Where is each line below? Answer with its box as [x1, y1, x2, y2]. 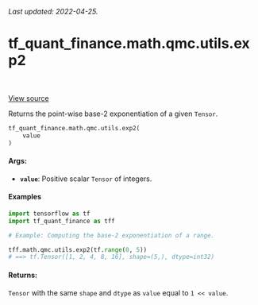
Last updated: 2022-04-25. [8, 7, 98, 16]
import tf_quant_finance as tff [8, 217, 115, 225]
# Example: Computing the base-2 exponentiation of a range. [8, 231, 215, 239]
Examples [8, 192, 42, 202]
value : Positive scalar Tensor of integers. [19, 174, 152, 183]
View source [8, 93, 49, 102]
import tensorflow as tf [8, 210, 90, 218]
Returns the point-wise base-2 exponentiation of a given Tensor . [8, 109, 218, 118]
